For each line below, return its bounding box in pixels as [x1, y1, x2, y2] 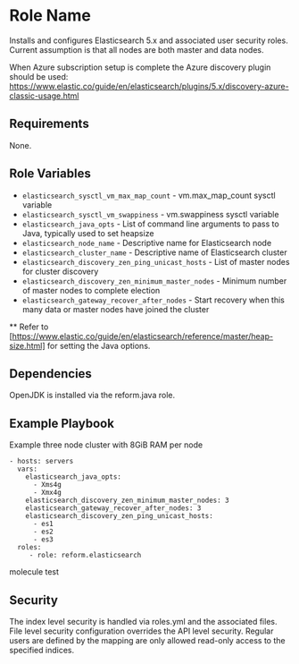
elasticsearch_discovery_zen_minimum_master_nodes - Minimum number [21, 275, 287, 286]
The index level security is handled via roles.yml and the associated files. [9, 617, 278, 626]
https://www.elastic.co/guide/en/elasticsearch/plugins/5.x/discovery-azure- [9, 81, 289, 91]
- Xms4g [32, 481, 62, 489]
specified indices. [9, 645, 74, 655]
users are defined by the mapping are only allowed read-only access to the [9, 635, 286, 645]
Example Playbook [9, 415, 114, 430]
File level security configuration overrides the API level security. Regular [9, 626, 274, 636]
